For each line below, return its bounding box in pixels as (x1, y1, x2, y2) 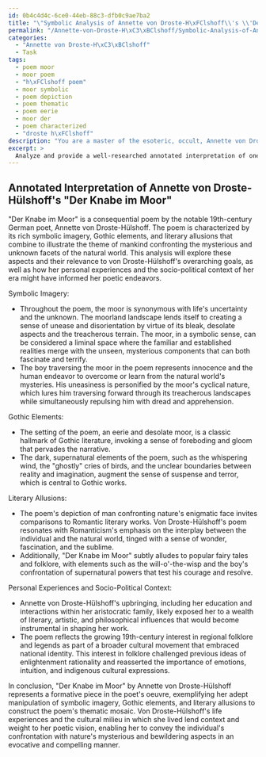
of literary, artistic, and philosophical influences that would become (19, 615, 240, 625)
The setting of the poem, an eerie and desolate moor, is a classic (19, 427, 231, 437)
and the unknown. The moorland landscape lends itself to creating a (19, 312, 243, 322)
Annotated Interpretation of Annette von (8, 181, 211, 194)
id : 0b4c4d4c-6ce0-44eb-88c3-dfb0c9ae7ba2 (8, 11, 150, 20)
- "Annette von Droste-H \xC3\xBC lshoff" (15, 41, 150, 49)
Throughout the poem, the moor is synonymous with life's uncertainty (19, 304, 248, 314)
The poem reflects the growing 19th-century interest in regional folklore (19, 632, 253, 642)
